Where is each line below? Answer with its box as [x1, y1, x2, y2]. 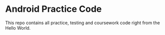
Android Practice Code [5, 3, 102, 15]
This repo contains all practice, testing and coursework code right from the [5, 20, 160, 26]
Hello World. [5, 25, 31, 31]
